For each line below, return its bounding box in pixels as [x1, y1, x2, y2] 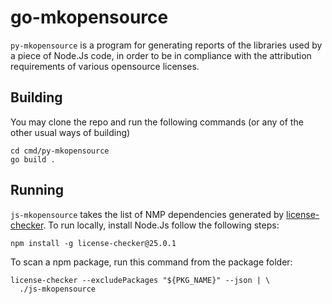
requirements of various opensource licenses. [10, 60, 200, 72]
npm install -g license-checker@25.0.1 [10, 238, 177, 248]
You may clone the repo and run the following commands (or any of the [10, 116, 304, 128]
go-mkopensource [10, 6, 169, 29]
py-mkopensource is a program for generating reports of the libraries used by [10, 39, 323, 51]
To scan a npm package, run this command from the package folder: [10, 256, 293, 268]
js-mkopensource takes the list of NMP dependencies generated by [10, 208, 285, 220]
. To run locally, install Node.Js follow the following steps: [43, 219, 280, 231]
